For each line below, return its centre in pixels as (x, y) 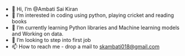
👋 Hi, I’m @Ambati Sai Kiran (45, 9)
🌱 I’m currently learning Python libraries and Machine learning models (95, 27)
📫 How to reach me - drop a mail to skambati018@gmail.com (85, 46)
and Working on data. (37, 34)
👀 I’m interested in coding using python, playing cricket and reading (92, 15)
